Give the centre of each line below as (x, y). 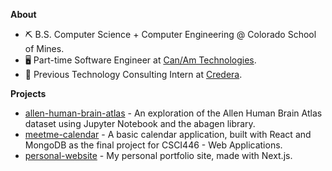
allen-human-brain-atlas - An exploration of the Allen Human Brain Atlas (173, 113)
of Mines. (44, 48)
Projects (28, 93)
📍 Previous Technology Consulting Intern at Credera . (133, 74)
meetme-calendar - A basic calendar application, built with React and (168, 134)
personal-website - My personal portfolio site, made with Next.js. (158, 155)
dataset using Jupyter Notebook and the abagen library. (140, 123)
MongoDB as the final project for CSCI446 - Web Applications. (153, 145)
